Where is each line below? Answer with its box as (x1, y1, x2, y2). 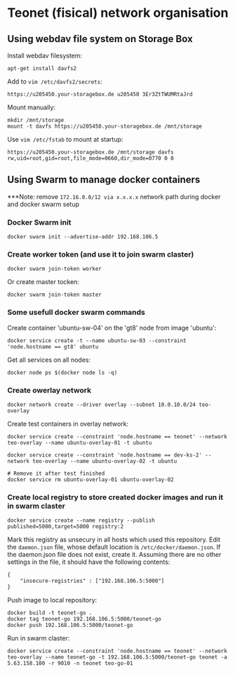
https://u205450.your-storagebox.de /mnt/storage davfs (7, 149, 174, 156)
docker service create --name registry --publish (7, 517, 156, 524)
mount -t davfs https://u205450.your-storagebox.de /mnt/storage (7, 123, 202, 130)
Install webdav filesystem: (7, 51, 83, 60)
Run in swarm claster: (7, 634, 70, 642)
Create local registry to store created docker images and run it (7, 492, 224, 502)
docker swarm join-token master (7, 291, 102, 299)
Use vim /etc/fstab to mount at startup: (7, 135, 123, 143)
